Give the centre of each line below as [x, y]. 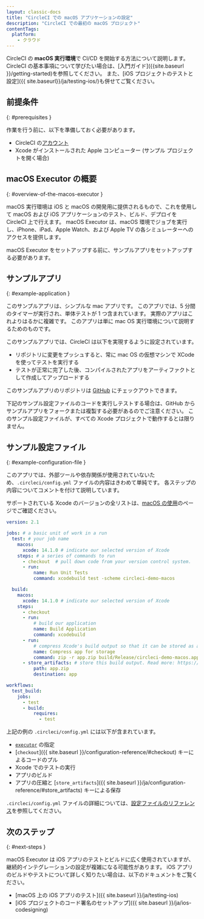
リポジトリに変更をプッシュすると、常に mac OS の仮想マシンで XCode [105, 355]
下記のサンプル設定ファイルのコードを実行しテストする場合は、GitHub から [101, 404]
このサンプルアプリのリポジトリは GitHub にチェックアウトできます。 [93, 391]
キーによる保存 [103, 790]
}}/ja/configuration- [161, 783]
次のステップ [30, 832]
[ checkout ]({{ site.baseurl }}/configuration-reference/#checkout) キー [102, 752]
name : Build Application [65, 629]
